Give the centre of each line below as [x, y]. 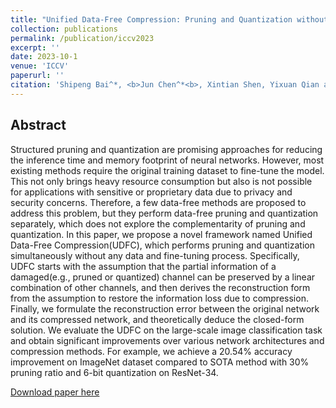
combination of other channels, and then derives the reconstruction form [160, 287]
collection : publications [64, 29]
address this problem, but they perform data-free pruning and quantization [164, 213]
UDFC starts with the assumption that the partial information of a [143, 266]
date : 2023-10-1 [44, 57]
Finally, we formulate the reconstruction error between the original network [165, 308]
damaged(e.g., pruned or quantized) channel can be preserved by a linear [163, 277]
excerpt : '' [35, 47]
